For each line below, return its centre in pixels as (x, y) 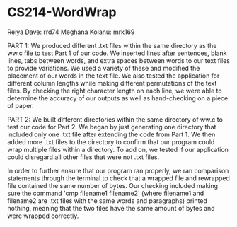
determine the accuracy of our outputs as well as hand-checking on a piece (118, 98)
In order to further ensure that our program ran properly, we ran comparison (118, 170)
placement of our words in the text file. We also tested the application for (114, 76)
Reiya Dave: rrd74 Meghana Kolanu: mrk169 (71, 32)
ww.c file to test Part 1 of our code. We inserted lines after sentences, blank (117, 53)
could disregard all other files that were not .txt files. (83, 157)
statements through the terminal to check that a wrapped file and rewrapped (118, 178)
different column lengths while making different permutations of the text (112, 83)
